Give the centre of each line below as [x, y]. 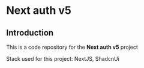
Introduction [30, 33]
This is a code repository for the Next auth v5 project [72, 47]
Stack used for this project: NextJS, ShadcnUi [63, 59]
